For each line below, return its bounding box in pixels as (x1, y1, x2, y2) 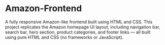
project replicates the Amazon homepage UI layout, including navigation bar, (5, 24, 161, 30)
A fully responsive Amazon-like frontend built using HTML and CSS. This (5, 19, 153, 25)
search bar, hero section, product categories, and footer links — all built (5, 29, 151, 35)
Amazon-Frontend (5, 3, 82, 14)
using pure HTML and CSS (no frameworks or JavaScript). (5, 34, 124, 40)
